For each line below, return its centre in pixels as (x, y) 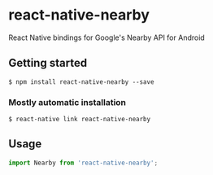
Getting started (48, 63)
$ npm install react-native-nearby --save (81, 82)
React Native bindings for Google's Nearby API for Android (106, 37)
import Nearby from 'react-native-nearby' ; (83, 163)
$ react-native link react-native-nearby (80, 120)
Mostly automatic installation (67, 102)
